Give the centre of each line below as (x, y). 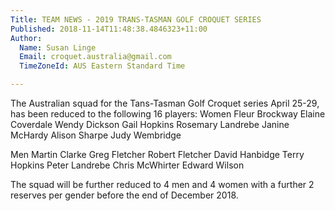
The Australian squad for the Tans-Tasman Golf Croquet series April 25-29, (165, 103)
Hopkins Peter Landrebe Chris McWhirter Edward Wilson (127, 165)
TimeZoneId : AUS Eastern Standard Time (102, 66)
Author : (26, 38)
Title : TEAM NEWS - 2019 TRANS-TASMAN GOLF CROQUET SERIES (136, 19)
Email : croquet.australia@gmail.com (95, 57)
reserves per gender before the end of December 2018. (124, 195)
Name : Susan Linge (58, 47)
